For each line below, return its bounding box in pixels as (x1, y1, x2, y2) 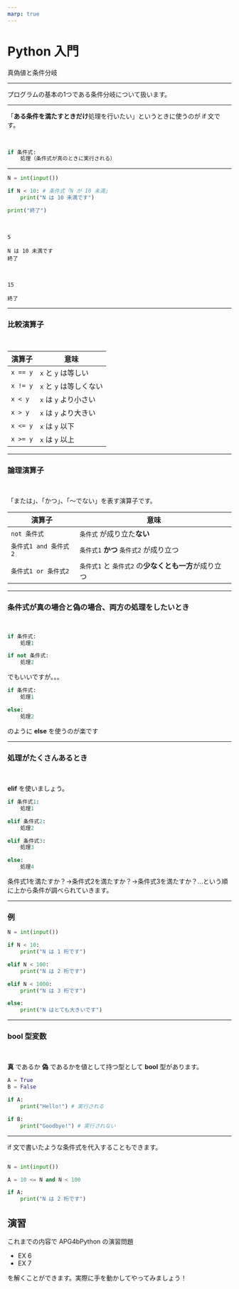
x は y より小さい (40, 395, 96, 405)
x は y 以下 (40, 421, 75, 431)
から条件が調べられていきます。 (19, 886, 113, 894)
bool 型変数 (7, 1031, 47, 1041)
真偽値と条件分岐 (7, 68, 58, 77)
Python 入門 (7, 43, 80, 59)
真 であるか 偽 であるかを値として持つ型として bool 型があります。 (7, 1063, 203, 1071)
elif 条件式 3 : (7, 837, 46, 844)
